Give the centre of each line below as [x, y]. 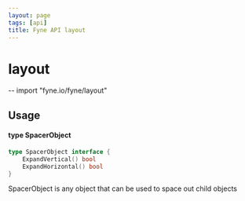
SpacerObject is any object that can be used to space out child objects [123, 188]
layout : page [29, 15]
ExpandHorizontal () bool [63, 166]
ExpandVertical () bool [59, 159]
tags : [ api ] [27, 23]
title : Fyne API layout [47, 30]
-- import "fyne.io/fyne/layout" [58, 90]
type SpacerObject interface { [59, 152]
